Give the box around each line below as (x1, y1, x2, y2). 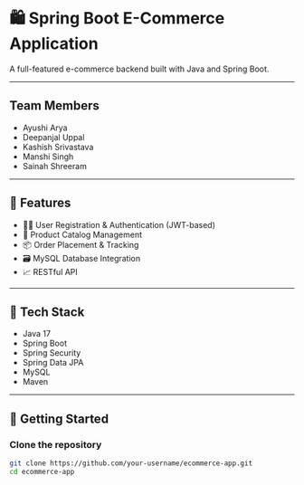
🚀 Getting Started (9, 411, 109, 426)
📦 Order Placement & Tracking (22, 239, 139, 250)
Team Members (9, 98, 100, 114)
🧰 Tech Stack (9, 304, 85, 319)
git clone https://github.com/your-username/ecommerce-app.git (9, 459, 253, 468)
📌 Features (9, 195, 71, 211)
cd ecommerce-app (9, 467, 75, 476)
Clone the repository (9, 438, 102, 451)
